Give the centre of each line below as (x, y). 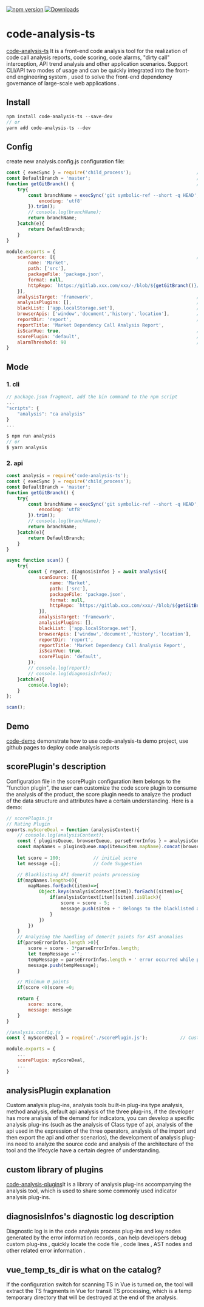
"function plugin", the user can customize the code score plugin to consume (102, 788)
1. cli (13, 384)
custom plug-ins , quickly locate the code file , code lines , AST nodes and (99, 1244)
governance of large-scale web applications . (63, 83)
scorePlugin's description (56, 767)
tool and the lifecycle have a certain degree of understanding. (83, 1150)
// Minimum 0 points (43, 982)
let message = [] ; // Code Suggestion (80, 863)
